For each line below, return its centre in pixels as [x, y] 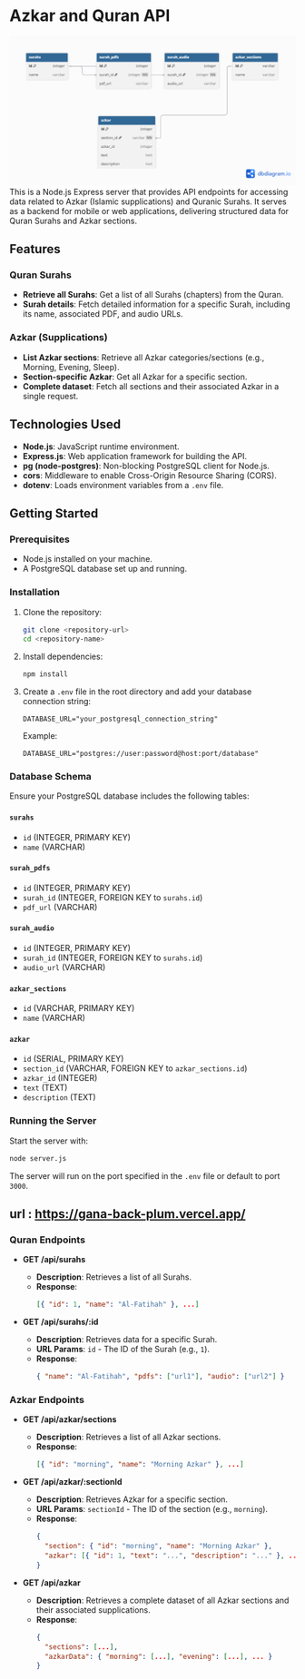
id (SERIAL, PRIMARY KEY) [73, 1059]
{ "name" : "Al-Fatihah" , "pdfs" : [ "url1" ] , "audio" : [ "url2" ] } [160, 1377]
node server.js [38, 1158]
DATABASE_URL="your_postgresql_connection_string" [120, 719]
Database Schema [51, 777]
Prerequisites [39, 539]
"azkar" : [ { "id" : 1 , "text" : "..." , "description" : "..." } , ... [172, 1556]
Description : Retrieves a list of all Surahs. [114, 1277]
